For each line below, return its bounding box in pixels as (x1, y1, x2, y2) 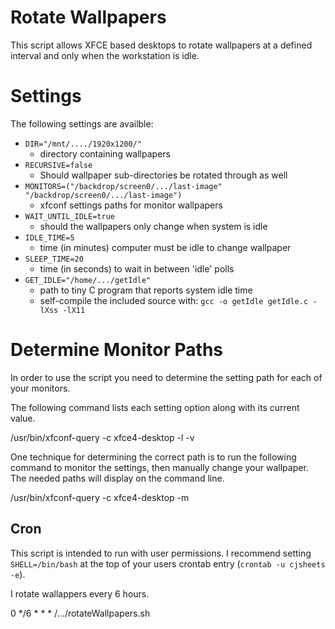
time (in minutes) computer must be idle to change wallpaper (39, 241, 292, 253)
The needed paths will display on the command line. (10, 472, 225, 484)
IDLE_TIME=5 (24, 232, 75, 243)
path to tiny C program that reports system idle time (39, 284, 253, 296)
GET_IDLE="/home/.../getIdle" (24, 275, 152, 285)
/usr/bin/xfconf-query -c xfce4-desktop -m (10, 491, 190, 503)
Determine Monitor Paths (10, 339, 223, 361)
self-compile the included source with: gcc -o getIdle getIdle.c (39, 294, 309, 306)
